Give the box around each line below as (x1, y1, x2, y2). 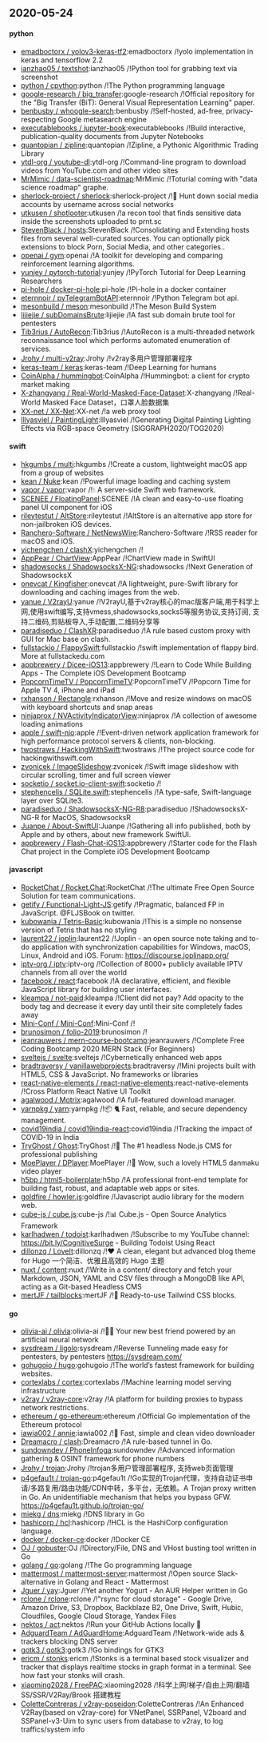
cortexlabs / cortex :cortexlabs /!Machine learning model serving (20, 1377, 232, 1387)
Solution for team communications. (20, 891, 136, 900)
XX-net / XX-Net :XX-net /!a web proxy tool (20, 406, 161, 416)
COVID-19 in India (20, 1133, 79, 1142)
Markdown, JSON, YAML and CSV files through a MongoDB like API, (20, 1274, 246, 1282)
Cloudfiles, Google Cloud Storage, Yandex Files (20, 1611, 177, 1621)
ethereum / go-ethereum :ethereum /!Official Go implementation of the (20, 1411, 250, 1421)
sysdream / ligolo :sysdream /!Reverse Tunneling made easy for (20, 1343, 229, 1353)
